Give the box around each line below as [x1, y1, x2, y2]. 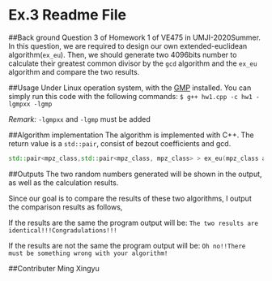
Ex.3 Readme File [8, 6, 127, 24]
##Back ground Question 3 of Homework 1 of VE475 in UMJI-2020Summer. [8, 32, 261, 42]
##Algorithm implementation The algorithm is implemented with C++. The [8, 130, 254, 140]
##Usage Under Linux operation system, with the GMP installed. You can [8, 83, 252, 93]
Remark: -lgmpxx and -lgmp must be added [8, 114, 151, 123]
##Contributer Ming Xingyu [8, 263, 100, 273]
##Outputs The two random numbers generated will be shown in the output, [8, 169, 262, 179]
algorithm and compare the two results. [8, 67, 140, 76]
